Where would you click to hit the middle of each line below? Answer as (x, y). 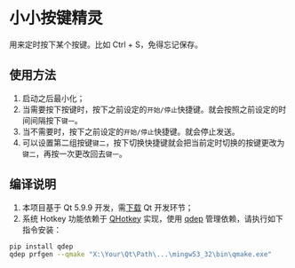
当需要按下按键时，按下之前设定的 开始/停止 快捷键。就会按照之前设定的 (150, 109)
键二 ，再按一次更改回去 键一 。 (74, 154)
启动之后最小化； (53, 98)
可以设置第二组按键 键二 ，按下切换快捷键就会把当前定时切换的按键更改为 (153, 142)
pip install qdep (41, 246)
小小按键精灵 (56, 18)
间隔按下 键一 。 (56, 120)
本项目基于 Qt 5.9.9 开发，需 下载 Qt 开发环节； (108, 207)
